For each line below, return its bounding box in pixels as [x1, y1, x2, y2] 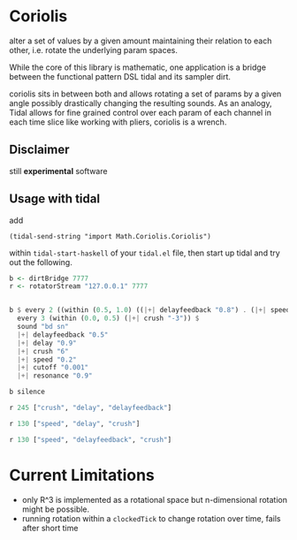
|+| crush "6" [17, 346, 69, 355]
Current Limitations [9, 465, 155, 485]
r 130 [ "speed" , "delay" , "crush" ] [9, 419, 141, 428]
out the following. [9, 256, 72, 267]
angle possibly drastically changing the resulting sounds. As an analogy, [9, 97, 272, 108]
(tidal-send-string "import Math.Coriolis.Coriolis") [9, 232, 212, 240]
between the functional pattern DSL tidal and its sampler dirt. [9, 71, 232, 81]
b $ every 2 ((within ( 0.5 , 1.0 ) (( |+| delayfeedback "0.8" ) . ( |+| [9, 306, 267, 315]
